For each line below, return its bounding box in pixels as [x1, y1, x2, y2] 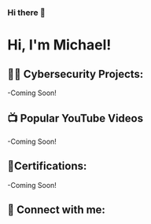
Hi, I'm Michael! [7, 36, 112, 54]
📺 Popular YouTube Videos [7, 112, 143, 125]
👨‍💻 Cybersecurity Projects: [7, 67, 144, 81]
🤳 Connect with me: [7, 203, 105, 216]
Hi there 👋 [7, 7, 46, 18]
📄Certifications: [7, 160, 87, 173]
